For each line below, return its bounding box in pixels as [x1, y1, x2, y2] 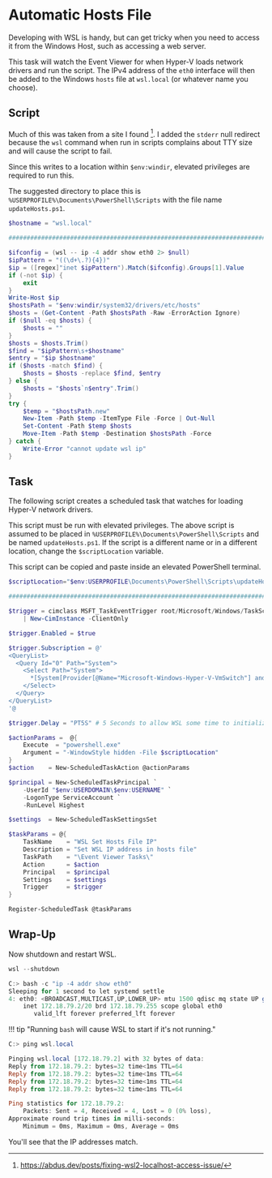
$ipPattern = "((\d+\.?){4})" [8, 256, 111, 264]
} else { [8, 377, 38, 385]
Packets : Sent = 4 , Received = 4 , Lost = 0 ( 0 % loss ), [23, 1107, 212, 1116]
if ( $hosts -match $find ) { [8, 362, 104, 370]
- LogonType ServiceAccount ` [23, 793, 121, 802]
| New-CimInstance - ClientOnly [23, 615, 129, 623]
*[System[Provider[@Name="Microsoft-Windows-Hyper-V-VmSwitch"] [29, 674, 252, 682]
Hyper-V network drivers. [8, 505, 93, 514]
